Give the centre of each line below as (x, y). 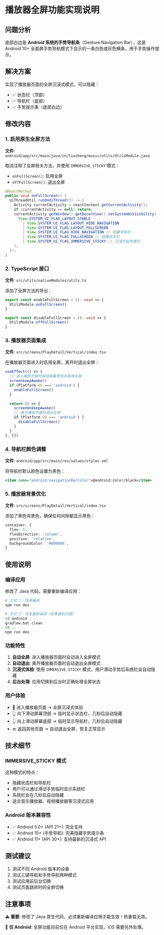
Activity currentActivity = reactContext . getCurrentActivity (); (81, 205)
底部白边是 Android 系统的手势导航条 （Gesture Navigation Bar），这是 (75, 42)
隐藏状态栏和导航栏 (32, 783)
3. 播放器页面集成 (26, 340)
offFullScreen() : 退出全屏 (38, 182)
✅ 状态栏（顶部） (30, 95)
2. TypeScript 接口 (27, 269)
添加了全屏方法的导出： (29, 290)
